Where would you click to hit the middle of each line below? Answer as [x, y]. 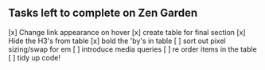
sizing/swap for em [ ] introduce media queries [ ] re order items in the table [132, 49]
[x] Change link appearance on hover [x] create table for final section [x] [127, 32]
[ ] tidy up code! [35, 57]
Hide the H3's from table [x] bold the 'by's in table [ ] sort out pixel [117, 41]
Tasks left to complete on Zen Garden [103, 13]
